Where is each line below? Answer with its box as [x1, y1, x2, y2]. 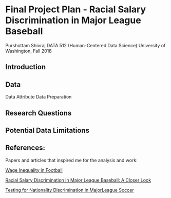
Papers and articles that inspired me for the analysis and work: [5, 157, 138, 163]
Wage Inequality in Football [5, 167, 63, 173]
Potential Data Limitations [5, 126, 90, 134]
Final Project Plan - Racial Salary [5, 4, 146, 15]
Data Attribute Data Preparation [5, 94, 72, 100]
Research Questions [5, 109, 72, 117]
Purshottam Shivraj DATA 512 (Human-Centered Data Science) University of [5, 42, 166, 48]
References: [5, 144, 45, 152]
